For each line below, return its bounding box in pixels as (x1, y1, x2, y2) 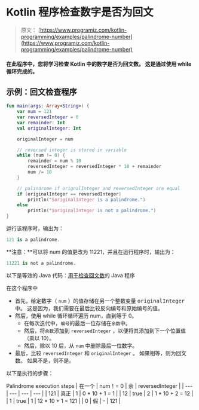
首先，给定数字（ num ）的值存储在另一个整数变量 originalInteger (14, 297, 185, 304)
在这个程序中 (6, 284, 38, 292)
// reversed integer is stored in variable (17, 147, 127, 153)
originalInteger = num (17, 136, 74, 142)
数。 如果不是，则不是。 (14, 357, 75, 364)
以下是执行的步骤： (6, 369, 54, 377)
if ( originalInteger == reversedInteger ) (17, 191, 121, 197)
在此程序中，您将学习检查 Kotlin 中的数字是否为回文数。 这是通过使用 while (6, 60, 192, 68)
